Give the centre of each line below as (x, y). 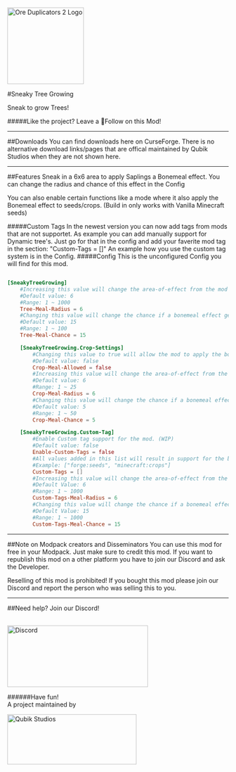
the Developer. (28, 567)
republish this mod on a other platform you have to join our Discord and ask (116, 559)
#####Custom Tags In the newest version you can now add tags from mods (117, 226)
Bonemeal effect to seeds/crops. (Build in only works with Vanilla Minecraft (116, 205)
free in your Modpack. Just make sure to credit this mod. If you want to (110, 552)
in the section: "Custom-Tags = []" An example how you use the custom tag (117, 249)
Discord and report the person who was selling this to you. (92, 588)
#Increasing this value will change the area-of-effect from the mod (124, 289)
